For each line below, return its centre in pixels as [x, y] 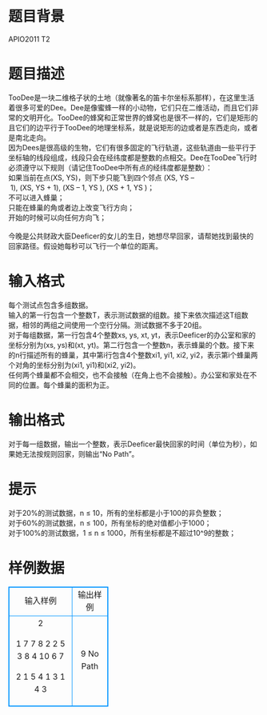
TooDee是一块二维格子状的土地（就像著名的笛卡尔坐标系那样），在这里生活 [132, 98]
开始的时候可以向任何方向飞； [57, 218]
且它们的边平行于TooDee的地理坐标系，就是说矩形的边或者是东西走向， [126, 127]
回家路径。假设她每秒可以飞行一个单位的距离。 [85, 246]
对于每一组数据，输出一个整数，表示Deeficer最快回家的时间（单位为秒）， [129, 444]
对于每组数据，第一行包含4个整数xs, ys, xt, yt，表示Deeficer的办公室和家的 [132, 335]
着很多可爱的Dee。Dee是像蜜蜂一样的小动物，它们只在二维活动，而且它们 [130, 107]
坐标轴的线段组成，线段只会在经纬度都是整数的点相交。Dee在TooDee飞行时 [133, 158]
